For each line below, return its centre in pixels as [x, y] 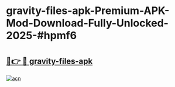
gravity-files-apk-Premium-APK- [88, 11]
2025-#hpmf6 [42, 36]
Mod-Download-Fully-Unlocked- [87, 23]
